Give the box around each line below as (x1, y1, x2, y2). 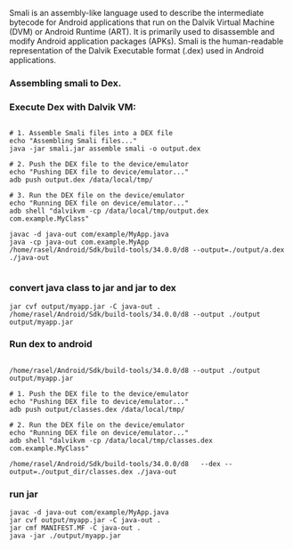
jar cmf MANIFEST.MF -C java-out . (9, 524, 142, 533)
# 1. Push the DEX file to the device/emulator (9, 389, 190, 399)
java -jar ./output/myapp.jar (9, 531, 122, 541)
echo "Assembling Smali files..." (9, 137, 138, 146)
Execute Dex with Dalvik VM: (9, 101, 136, 113)
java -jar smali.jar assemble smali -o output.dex (9, 144, 201, 154)
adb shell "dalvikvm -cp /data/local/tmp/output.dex (9, 206, 209, 216)
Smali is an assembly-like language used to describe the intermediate (9, 8, 265, 18)
